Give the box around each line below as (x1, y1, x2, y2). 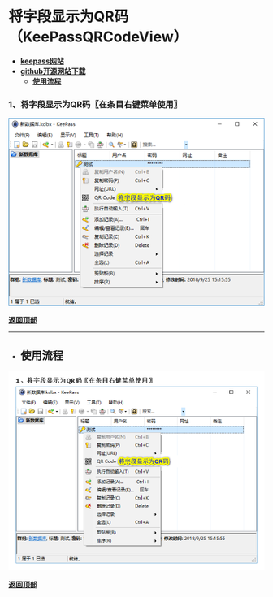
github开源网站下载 (19, 66, 86, 76)
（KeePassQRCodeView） (8, 28, 188, 46)
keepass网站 (19, 56, 65, 66)
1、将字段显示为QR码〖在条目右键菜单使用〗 (8, 98, 183, 110)
